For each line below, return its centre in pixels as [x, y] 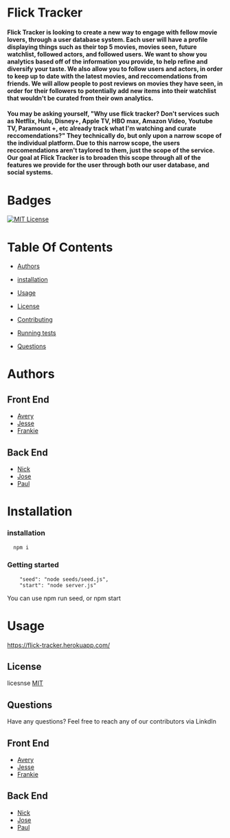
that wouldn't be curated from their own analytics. [80, 98]
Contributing [35, 320]
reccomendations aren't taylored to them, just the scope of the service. [111, 150]
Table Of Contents [60, 247]
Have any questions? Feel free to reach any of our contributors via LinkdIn [112, 722]
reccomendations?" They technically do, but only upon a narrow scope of [114, 136]
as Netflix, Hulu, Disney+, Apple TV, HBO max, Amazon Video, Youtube [110, 121]
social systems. [30, 172]
